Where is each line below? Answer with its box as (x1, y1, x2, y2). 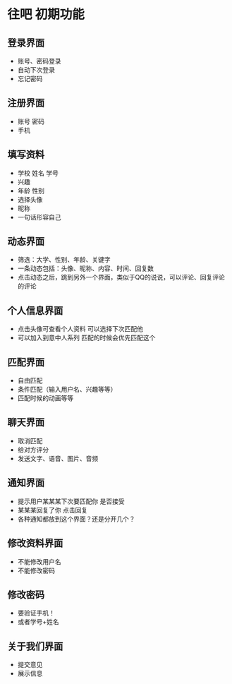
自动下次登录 (17, 66, 55, 74)
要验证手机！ (17, 608, 55, 618)
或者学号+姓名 (17, 618, 60, 626)
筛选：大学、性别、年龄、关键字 (17, 256, 111, 264)
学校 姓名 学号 (17, 169, 59, 177)
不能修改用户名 (17, 557, 61, 565)
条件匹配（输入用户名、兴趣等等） (17, 385, 117, 394)
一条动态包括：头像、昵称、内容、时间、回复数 (17, 264, 154, 272)
